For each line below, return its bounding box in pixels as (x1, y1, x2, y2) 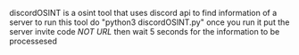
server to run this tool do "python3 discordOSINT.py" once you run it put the (9, 17, 290, 27)
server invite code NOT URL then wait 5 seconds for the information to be (9, 27, 280, 36)
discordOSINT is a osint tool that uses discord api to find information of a (9, 8, 278, 18)
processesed (9, 35, 58, 46)
